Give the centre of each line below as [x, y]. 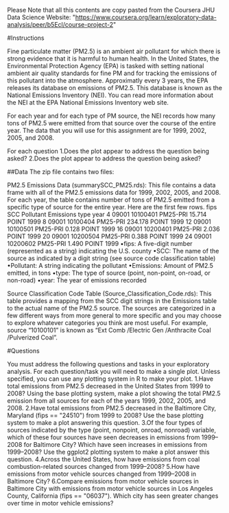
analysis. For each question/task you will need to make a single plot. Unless [114, 371]
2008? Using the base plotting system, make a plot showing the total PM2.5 [114, 393]
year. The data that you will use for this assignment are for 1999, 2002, [107, 130]
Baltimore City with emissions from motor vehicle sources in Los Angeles [110, 489]
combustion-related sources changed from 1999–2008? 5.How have [104, 467]
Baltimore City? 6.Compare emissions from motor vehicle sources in [103, 481]
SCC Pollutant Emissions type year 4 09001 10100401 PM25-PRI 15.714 [107, 214]
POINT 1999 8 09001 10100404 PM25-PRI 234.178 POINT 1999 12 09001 [109, 222]
